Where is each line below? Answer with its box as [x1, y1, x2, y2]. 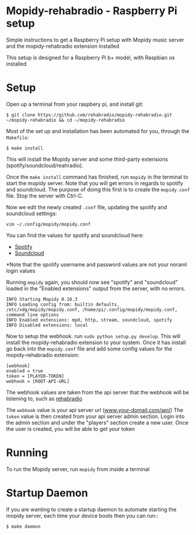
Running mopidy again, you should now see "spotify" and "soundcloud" [6, 278, 178, 286]
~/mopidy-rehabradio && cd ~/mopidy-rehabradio [6, 117, 125, 123]
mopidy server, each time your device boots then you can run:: [6, 512, 158, 519]
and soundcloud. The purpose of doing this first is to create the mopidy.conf [6, 186, 190, 193]
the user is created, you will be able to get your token [6, 425, 135, 432]
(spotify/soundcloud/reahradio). [6, 161, 84, 169]
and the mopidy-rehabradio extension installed [6, 43, 119, 50]
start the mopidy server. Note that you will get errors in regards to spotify [6, 179, 184, 187]
